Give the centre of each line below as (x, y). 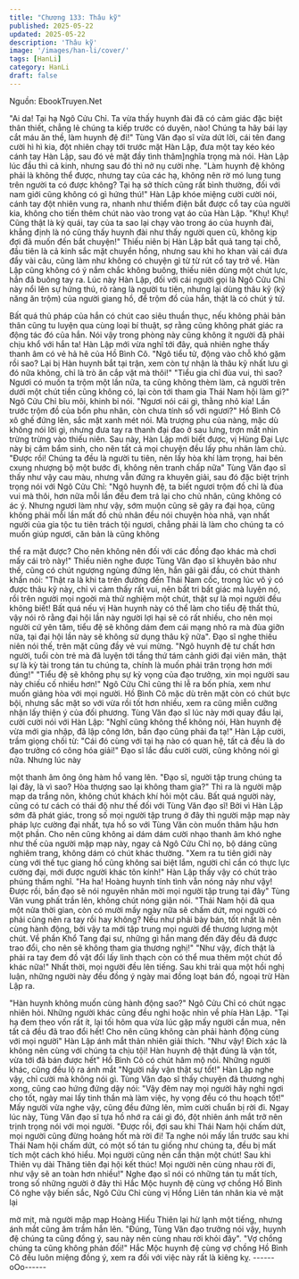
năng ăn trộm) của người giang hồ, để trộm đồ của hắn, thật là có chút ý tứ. (147, 298)
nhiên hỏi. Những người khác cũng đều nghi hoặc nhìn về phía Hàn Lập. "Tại (149, 1012)
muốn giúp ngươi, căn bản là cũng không (85, 534)
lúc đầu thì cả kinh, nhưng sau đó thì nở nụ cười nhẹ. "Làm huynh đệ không (147, 165)
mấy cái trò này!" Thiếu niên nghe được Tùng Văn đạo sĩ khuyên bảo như (143, 561)
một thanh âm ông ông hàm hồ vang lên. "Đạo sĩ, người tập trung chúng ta (146, 777)
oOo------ (28, 1267)
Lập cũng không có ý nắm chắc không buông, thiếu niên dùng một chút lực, (149, 270)
